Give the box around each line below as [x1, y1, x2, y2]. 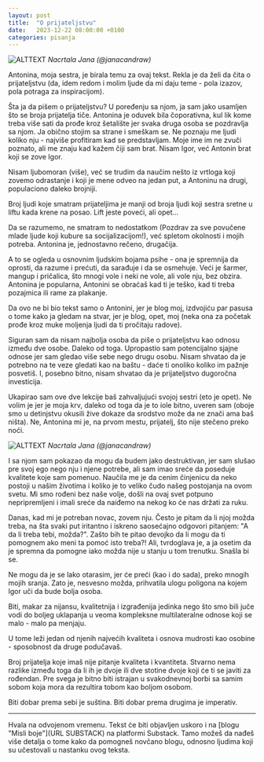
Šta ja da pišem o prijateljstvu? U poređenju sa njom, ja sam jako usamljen [8, 102, 247, 112]
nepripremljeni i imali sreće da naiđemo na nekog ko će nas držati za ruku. [8, 498, 249, 507]
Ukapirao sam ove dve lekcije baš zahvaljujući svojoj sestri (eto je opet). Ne [8, 392, 252, 401]
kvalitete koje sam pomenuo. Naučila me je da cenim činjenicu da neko [8, 473, 237, 482]
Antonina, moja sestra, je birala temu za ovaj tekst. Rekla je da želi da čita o [8, 70, 251, 79]
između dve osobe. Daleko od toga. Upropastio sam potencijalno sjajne [8, 343, 239, 354]
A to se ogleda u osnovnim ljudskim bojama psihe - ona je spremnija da [8, 255, 239, 264]
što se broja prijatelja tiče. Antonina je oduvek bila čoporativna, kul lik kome [8, 111, 251, 120]
